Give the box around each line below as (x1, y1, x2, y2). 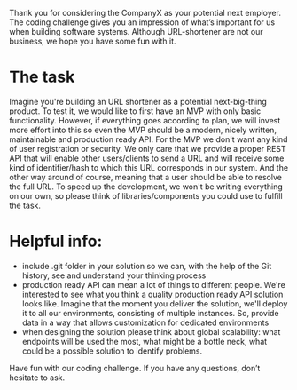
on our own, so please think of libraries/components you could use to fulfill (9, 190, 283, 201)
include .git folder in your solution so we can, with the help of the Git (21, 260, 272, 271)
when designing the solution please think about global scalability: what (21, 326, 281, 337)
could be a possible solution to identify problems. (21, 346, 203, 356)
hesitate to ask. (9, 372, 66, 383)
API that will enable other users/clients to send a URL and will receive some (9, 153, 285, 163)
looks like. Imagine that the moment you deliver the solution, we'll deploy (21, 298, 288, 309)
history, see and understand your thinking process (21, 270, 207, 281)
